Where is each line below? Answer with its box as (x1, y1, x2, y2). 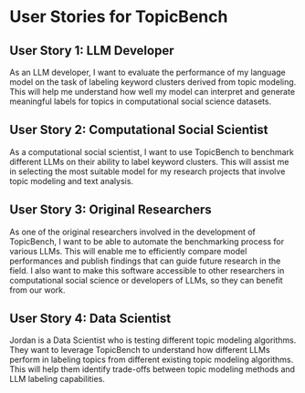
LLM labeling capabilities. (9, 374, 105, 385)
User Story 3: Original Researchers (9, 202, 212, 218)
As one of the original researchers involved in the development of (9, 226, 256, 237)
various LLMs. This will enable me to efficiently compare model (9, 245, 247, 256)
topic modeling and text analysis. (9, 175, 134, 186)
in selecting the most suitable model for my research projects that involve (9, 166, 286, 177)
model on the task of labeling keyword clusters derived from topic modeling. (9, 77, 297, 88)
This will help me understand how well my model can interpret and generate (9, 87, 295, 97)
